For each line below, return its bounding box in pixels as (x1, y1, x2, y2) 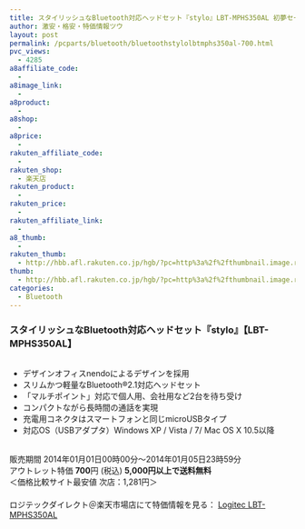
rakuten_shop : (9, 165, 64, 175)
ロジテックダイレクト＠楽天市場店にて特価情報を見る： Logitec (9, 499, 247, 510)
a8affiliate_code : (9, 65, 79, 74)
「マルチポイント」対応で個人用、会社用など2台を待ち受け (22, 390, 243, 401)
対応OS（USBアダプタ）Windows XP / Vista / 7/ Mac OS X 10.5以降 (22, 424, 275, 435)
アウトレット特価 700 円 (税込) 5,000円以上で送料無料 (9, 464, 212, 475)
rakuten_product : (9, 183, 75, 192)
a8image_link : (9, 81, 64, 90)
